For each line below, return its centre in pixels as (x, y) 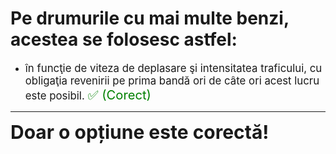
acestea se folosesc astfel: (124, 39)
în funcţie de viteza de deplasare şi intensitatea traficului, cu (173, 68)
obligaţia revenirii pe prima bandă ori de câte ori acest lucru (172, 80)
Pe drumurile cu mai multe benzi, (150, 18)
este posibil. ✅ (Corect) (88, 94)
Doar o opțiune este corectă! (140, 132)
